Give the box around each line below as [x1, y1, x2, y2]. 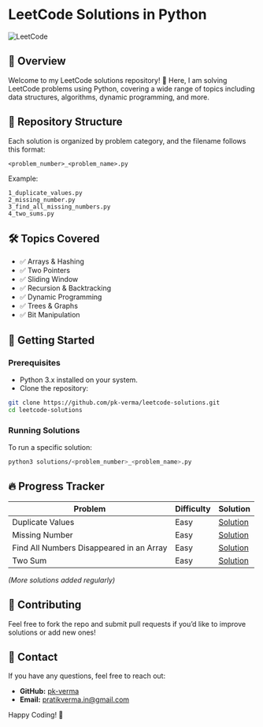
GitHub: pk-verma [19, 687, 80, 696]
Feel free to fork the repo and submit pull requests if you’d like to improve [8, 619, 246, 628]
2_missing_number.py [8, 196, 76, 204]
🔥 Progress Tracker [8, 480, 105, 493]
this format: [8, 144, 46, 154]
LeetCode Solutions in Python [8, 6, 207, 24]
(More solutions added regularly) [8, 575, 116, 585]
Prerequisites [8, 357, 61, 368]
